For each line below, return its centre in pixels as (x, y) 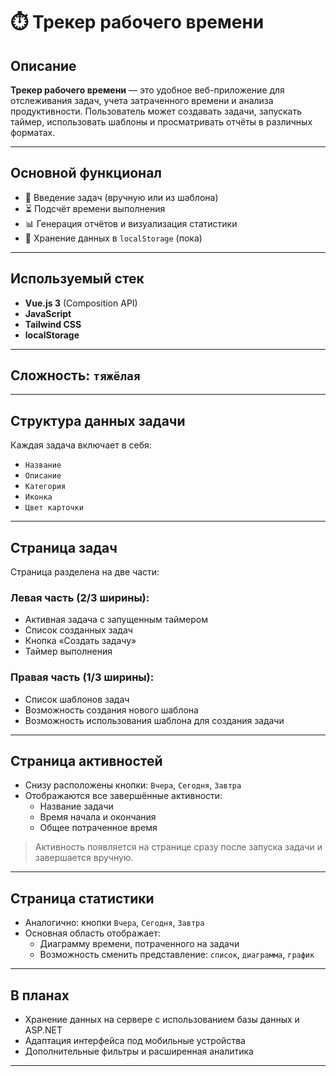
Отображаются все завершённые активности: (123, 796)
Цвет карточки (54, 508)
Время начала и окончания (98, 817)
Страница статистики (82, 898)
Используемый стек (77, 279)
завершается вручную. (84, 858)
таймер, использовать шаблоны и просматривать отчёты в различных (161, 122)
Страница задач (64, 547)
